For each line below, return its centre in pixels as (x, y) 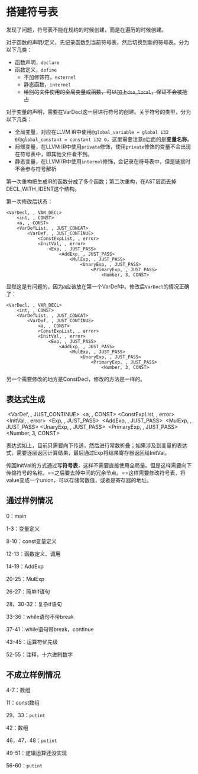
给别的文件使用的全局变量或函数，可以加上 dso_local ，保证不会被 (103, 92)
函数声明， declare (37, 62)
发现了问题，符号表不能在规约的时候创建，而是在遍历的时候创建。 (86, 30)
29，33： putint (26, 715)
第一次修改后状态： (30, 201)
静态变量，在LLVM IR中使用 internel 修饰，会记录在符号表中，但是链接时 (103, 161)
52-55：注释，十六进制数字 (39, 654)
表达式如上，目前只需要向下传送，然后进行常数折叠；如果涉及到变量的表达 (97, 445)
